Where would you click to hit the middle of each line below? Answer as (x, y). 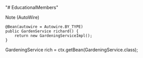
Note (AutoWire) (22, 17)
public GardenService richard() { (42, 31)
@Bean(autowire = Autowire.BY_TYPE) (44, 27)
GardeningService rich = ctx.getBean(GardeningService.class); (72, 50)
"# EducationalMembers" (32, 7)
